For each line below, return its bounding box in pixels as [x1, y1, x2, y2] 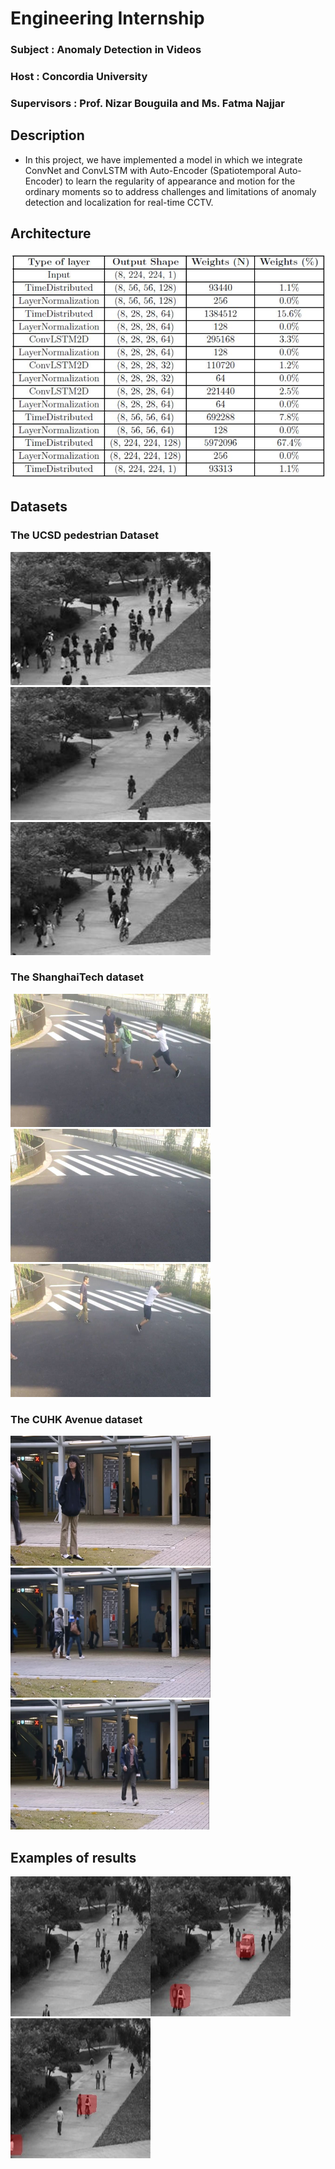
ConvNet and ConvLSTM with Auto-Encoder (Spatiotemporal [24, 164, 277, 176]
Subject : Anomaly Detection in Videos [10, 43, 202, 57]
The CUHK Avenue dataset [10, 1412, 143, 1426]
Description [10, 127, 85, 144]
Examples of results [10, 1849, 137, 1866]
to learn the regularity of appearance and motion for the [64, 175, 296, 187]
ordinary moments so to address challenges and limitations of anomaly [24, 185, 317, 197]
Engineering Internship [10, 7, 205, 30]
